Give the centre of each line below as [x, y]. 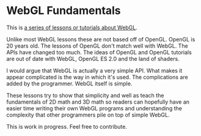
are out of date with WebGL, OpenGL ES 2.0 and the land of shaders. [93, 59]
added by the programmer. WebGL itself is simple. [69, 84]
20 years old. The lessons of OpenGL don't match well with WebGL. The [97, 46]
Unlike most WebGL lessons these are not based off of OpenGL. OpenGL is [101, 39]
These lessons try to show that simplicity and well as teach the [85, 95]
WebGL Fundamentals [64, 11]
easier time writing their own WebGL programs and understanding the [94, 108]
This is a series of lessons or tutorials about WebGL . [72, 27]
